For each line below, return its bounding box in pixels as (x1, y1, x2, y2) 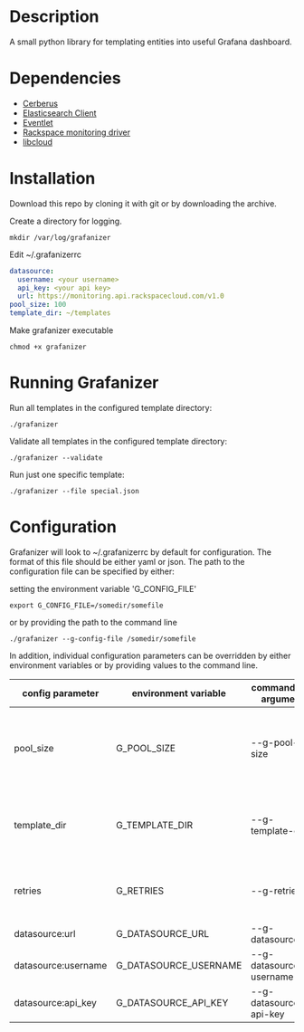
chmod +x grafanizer (9, 342, 88, 352)
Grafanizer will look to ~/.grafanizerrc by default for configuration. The (9, 546, 271, 558)
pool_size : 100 (9, 301, 67, 310)
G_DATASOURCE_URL (116, 927, 210, 940)
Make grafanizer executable (9, 325, 114, 336)
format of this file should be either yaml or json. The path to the (9, 556, 245, 567)
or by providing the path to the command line (9, 616, 178, 627)
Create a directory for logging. (9, 215, 122, 226)
